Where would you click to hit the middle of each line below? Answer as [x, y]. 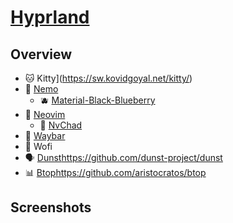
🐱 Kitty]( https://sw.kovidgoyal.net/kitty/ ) [108, 78]
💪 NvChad [61, 125]
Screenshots [51, 207]
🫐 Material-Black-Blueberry [97, 100]
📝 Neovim [45, 114]
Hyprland [50, 17]
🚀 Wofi [38, 146]
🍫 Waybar [45, 135]
